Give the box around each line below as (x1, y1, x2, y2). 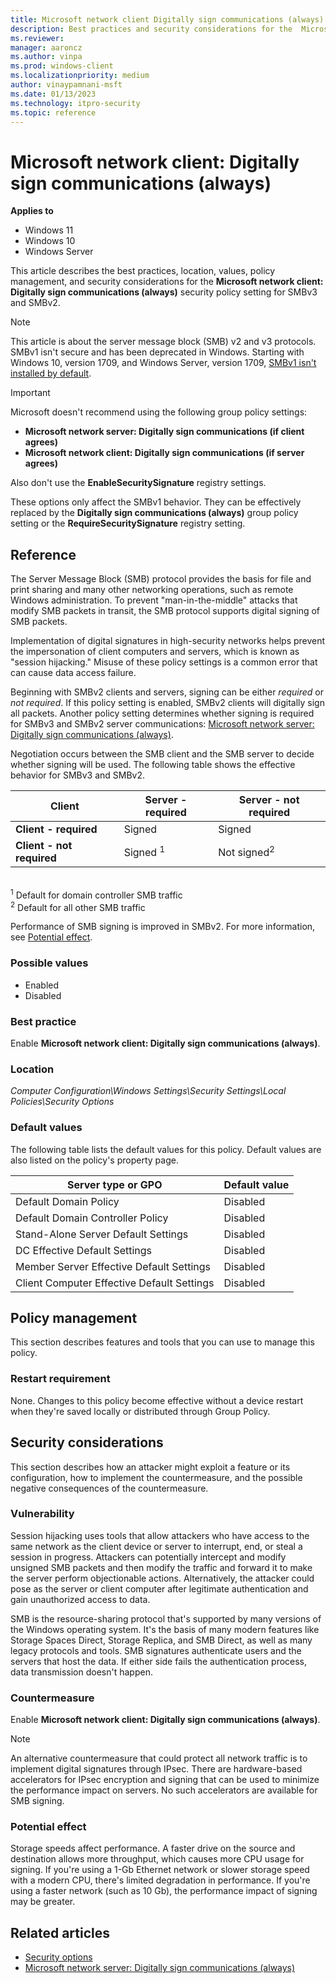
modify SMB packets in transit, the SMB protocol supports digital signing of (10, 605, 321, 617)
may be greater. (10, 1896, 76, 1908)
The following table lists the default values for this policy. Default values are (10, 1143, 322, 1155)
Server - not (238, 793, 300, 807)
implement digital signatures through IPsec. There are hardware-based (10, 1763, 303, 1775)
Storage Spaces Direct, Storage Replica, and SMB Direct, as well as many (10, 1634, 313, 1646)
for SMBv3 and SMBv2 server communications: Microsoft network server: (10, 718, 315, 730)
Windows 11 (24, 224, 74, 236)
